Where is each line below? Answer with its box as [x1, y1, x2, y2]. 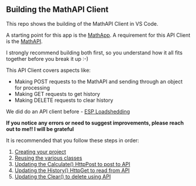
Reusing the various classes [14, 154, 82, 161]
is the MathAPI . [6, 37, 43, 44]
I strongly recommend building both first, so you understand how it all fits [6, 49, 183, 56]
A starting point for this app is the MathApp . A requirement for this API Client [6, 32, 191, 39]
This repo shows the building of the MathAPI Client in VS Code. [6, 20, 159, 27]
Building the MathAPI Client [6, 5, 109, 15]
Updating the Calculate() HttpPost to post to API [14, 160, 130, 167]
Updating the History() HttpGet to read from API [14, 167, 130, 174]
